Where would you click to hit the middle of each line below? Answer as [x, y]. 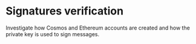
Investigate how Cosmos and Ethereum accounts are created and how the [98, 28]
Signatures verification [65, 11]
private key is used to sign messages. [53, 34]
